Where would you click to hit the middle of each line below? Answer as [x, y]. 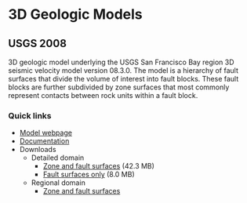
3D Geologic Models [75, 14]
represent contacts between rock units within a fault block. [103, 95]
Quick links [30, 115]
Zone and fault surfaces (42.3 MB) [99, 166]
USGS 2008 [37, 43]
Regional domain [58, 183]
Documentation [44, 141]
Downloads [38, 150]
